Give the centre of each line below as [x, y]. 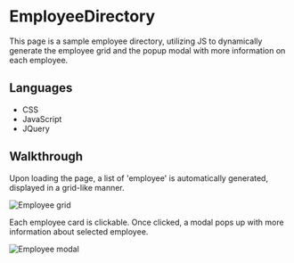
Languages [41, 88]
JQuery [36, 128]
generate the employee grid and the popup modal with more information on [147, 50]
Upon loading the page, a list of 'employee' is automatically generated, [139, 178]
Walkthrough [46, 156]
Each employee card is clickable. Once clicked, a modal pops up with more [147, 222]
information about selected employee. [79, 231]
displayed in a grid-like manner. [67, 187]
